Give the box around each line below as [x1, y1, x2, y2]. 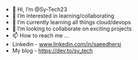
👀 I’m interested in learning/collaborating [12, 12, 115, 19]
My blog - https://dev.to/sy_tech [12, 47, 93, 54]
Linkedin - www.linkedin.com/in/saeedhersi [12, 41, 122, 48]
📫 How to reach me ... [12, 32, 69, 39]
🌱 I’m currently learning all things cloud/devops [12, 19, 131, 25]
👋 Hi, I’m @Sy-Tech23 [12, 6, 67, 13]
